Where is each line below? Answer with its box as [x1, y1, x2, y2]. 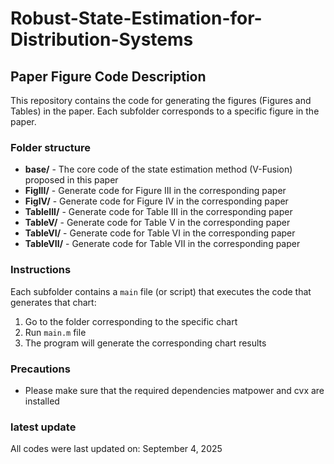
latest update [10, 420, 77, 434]
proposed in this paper [24, 174, 119, 186]
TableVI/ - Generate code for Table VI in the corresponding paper [24, 227, 296, 239]
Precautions [10, 362, 71, 376]
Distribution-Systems [10, 28, 194, 51]
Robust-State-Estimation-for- [10, 7, 263, 30]
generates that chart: [10, 296, 97, 308]
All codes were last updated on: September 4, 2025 [10, 443, 223, 455]
